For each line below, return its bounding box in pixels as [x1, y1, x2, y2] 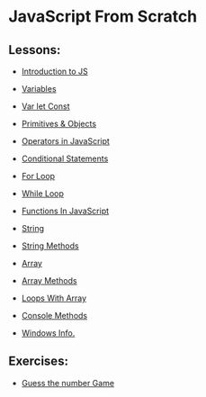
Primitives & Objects [21, 119, 96, 129]
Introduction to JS [21, 66, 89, 77]
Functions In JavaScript [21, 205, 110, 216]
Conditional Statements [21, 153, 109, 164]
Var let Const [21, 101, 70, 112]
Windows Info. [21, 328, 76, 338]
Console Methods [21, 311, 87, 320]
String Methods [21, 240, 79, 251]
